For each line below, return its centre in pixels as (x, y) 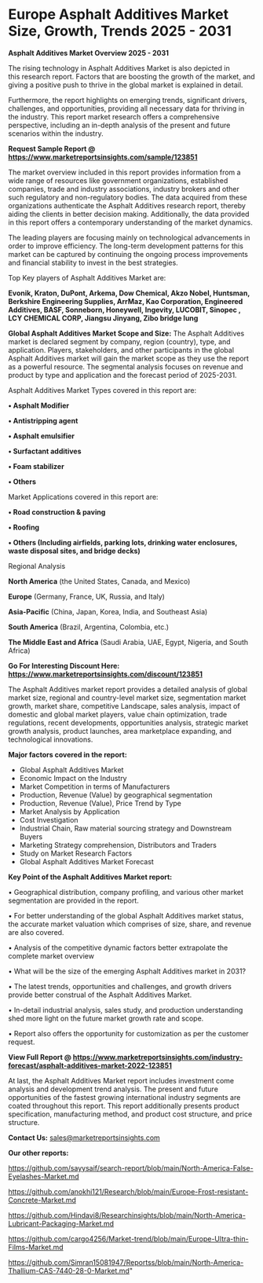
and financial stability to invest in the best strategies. (93, 262)
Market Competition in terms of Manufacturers (95, 786)
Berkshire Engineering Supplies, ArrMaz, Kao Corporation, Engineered (126, 301)
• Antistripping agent (43, 420)
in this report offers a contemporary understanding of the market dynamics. (130, 222)
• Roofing (24, 527)
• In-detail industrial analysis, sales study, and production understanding (126, 1010)
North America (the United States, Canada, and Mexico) (99, 581)
